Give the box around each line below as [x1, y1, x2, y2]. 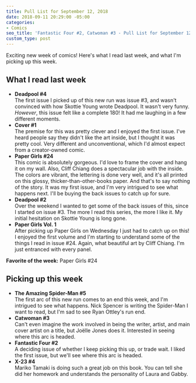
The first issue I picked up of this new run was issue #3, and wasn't [14, 96, 177, 103]
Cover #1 [14, 121, 37, 129]
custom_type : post [6, 36, 51, 42]
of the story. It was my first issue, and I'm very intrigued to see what [14, 184, 178, 191]
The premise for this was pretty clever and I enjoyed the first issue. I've [14, 127, 185, 134]
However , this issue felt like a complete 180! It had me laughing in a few [14, 109, 187, 116]
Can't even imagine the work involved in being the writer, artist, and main [14, 320, 190, 327]
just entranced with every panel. [14, 246, 92, 253]
